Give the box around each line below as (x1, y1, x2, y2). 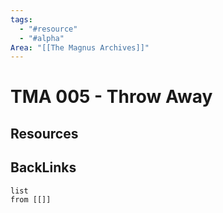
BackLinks (10, 159, 77, 176)
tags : (10, 14, 33, 25)
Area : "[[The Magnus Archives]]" (10, 42, 150, 53)
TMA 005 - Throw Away (10, 86, 213, 108)
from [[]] (10, 194, 52, 205)
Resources (10, 125, 79, 142)
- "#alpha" (19, 33, 65, 43)
